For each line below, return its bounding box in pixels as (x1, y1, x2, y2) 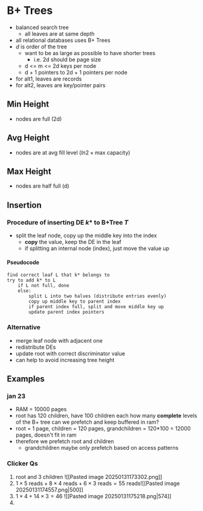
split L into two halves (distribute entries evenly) (28, 293, 167, 300)
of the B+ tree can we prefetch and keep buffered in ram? (15, 418, 159, 426)
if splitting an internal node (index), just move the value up (24, 245, 170, 252)
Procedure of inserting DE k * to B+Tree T (7, 218, 129, 226)
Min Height (7, 99, 50, 110)
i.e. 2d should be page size (33, 56, 101, 63)
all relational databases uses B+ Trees (15, 36, 111, 44)
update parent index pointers (28, 309, 105, 315)
